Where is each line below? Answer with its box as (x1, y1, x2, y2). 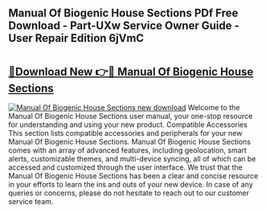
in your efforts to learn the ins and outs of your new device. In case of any (8, 180, 253, 189)
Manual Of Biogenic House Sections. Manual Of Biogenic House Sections (8, 137, 252, 146)
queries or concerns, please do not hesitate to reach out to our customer (8, 188, 250, 198)
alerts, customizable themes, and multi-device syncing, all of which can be (8, 154, 256, 163)
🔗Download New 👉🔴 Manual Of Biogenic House (8, 64, 254, 79)
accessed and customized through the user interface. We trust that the (8, 162, 243, 172)
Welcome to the (187, 103, 240, 112)
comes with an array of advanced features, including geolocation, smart (8, 145, 248, 155)
